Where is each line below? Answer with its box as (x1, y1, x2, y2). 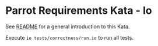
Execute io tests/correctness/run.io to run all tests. (5, 34, 134, 41)
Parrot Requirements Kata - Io (5, 4, 152, 17)
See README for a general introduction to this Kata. (5, 23, 130, 30)
